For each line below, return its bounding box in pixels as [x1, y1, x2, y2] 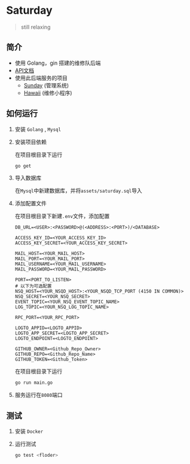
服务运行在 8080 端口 [14, 392, 63, 399]
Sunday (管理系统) [23, 81, 69, 89]
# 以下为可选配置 [14, 283, 52, 289]
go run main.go [14, 380, 53, 386]
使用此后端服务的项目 [14, 74, 68, 81]
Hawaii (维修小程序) [23, 89, 73, 96]
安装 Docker [14, 427, 44, 435]
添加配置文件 [14, 200, 47, 207]
